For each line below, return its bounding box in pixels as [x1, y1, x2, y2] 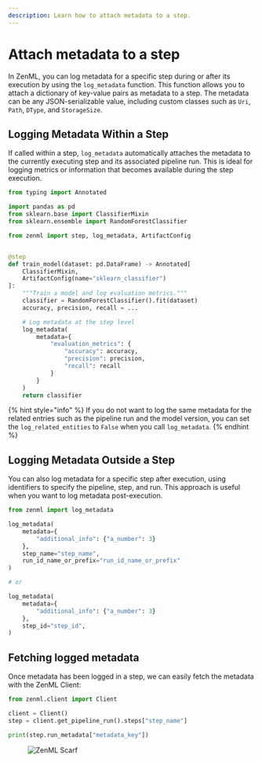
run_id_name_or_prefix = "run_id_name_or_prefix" [22, 557, 180, 565]
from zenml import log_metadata [8, 506, 114, 514]
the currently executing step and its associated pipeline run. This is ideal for [8, 156, 253, 166]
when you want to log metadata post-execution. [8, 491, 163, 500]
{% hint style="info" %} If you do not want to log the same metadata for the [8, 406, 253, 415]
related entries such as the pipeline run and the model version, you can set [8, 414, 249, 423]
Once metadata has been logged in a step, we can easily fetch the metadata [8, 672, 255, 681]
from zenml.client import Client [8, 695, 118, 704]
